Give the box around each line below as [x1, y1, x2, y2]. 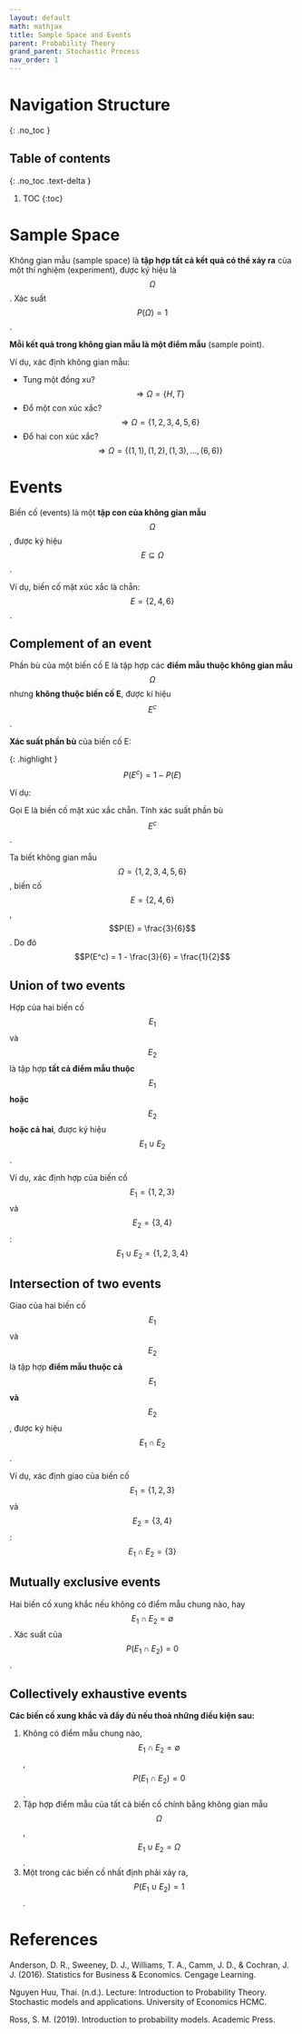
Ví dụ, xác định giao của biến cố [9, 1471, 130, 1481]
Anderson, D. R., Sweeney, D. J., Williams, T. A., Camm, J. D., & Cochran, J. [9, 1959, 289, 1970]
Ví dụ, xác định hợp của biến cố [9, 1172, 129, 1183]
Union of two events [9, 978, 126, 993]
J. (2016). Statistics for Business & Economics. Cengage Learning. [9, 1969, 257, 1980]
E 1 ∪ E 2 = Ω [137, 1841, 181, 1854]
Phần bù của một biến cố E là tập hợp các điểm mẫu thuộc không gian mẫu [9, 660, 293, 671]
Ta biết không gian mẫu [9, 852, 98, 863]
